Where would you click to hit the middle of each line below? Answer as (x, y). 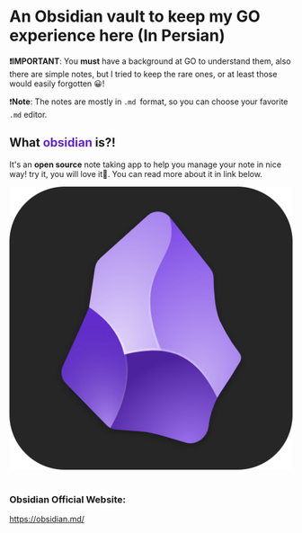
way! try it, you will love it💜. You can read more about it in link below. (136, 173)
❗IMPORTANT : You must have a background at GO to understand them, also (150, 61)
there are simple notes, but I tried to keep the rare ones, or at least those (143, 74)
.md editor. (28, 114)
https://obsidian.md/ (47, 520)
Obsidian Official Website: (68, 499)
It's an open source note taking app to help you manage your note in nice (145, 164)
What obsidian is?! (62, 142)
